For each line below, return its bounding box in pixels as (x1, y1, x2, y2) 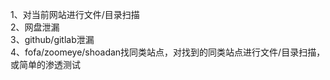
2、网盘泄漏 (10, 21, 60, 33)
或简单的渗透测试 (10, 59, 81, 70)
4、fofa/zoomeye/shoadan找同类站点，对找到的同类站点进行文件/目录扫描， (10, 46, 326, 58)
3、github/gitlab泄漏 (10, 34, 95, 45)
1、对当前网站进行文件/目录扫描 (10, 9, 140, 20)
